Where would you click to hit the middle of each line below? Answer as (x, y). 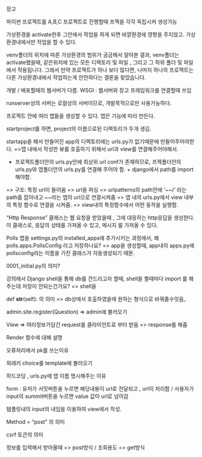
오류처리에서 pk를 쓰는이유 (38, 350)
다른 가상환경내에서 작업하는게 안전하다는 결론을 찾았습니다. (76, 77)
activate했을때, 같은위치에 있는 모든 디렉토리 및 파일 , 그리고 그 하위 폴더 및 (94, 62)
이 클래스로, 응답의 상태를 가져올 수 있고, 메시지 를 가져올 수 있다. (82, 225)
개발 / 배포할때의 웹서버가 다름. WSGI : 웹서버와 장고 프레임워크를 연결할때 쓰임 (99, 90)
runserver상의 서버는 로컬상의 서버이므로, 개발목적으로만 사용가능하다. (89, 103)
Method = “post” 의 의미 (35, 422)
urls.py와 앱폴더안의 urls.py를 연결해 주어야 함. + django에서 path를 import (104, 169)
